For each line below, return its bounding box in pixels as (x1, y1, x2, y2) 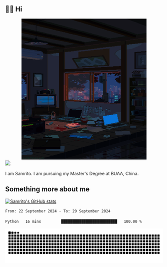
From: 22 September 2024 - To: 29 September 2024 (5, 208, 111, 213)
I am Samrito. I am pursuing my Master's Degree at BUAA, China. (5, 170, 139, 176)
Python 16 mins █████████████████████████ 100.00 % (5, 219, 142, 224)
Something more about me (5, 185, 90, 193)
